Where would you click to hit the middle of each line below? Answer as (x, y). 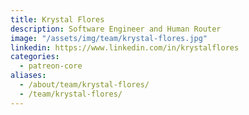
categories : (35, 57)
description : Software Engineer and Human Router (116, 29)
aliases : (28, 76)
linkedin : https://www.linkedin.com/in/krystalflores (125, 47)
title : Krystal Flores (57, 19)
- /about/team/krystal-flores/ (84, 85)
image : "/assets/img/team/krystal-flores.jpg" (109, 38)
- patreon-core (51, 66)
